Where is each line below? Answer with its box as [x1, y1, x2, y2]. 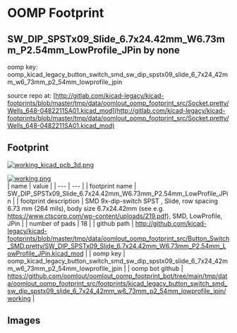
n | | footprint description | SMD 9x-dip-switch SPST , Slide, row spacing [7, 196, 219, 205]
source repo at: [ [7, 92, 56, 99]
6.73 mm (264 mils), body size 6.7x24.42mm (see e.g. [7, 204, 164, 212]
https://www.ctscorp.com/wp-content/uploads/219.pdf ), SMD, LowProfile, [7, 212, 223, 220]
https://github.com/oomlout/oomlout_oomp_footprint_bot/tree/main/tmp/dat [7, 272, 228, 280]
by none [143, 44, 180, 56]
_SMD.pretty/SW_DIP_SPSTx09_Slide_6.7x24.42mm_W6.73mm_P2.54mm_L [7, 241, 227, 250]
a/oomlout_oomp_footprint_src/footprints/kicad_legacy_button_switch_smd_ [7, 279, 228, 287]
